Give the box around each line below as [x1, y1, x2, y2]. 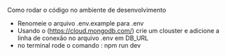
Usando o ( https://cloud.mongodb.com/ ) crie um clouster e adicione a [17, 27, 220, 35]
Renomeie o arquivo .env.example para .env [17, 19, 144, 27]
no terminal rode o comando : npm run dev [17, 41, 141, 49]
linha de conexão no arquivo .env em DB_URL [17, 34, 149, 42]
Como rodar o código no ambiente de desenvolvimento [7, 6, 167, 14]
